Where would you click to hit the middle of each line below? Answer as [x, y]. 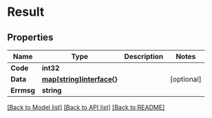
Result [26, 12]
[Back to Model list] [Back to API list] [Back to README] [86, 107]
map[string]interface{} [80, 79]
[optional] [185, 79]
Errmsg [23, 90]
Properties [30, 37]
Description [144, 57]
